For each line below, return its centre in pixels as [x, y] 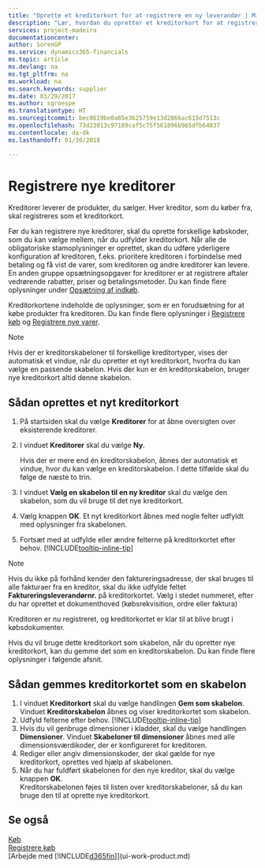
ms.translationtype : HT [47, 111]
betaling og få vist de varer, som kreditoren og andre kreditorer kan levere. [129, 265]
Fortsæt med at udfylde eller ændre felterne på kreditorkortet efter [127, 540]
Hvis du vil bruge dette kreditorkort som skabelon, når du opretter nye [122, 643]
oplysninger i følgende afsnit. [56, 660]
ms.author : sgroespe [42, 103]
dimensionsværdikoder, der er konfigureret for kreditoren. [113, 745]
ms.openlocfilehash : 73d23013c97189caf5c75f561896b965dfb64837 [114, 125]
